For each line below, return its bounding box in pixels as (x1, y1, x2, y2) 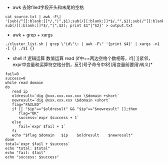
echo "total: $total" (5, 146, 50, 151)
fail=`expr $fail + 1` (18, 124, 66, 129)
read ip (11, 89, 28, 94)
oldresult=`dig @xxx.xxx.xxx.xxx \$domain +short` (11, 93, 120, 98)
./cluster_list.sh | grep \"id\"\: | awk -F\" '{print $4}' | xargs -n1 (5, 41, 160, 46)
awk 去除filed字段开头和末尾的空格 (12, 4, 84, 10)
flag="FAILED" (11, 102, 41, 107)
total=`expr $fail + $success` (5, 141, 70, 146)
